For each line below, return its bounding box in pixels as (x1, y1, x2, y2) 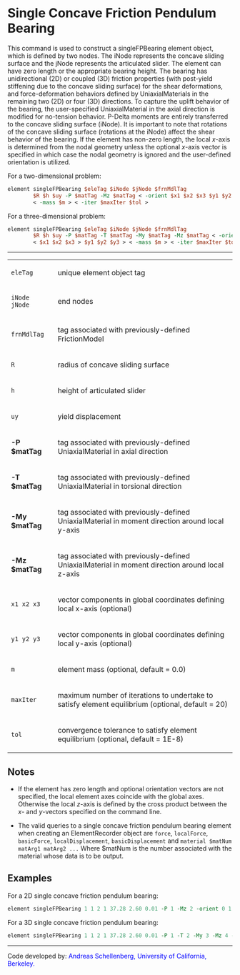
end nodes (57, 297, 94, 307)
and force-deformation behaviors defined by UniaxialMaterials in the (7, 89, 209, 98)
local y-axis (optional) (57, 638, 132, 648)
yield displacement (57, 412, 121, 422)
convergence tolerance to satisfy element (57, 726, 198, 736)
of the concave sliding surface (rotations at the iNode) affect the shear (7, 127, 215, 136)
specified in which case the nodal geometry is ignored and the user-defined (7, 150, 231, 159)
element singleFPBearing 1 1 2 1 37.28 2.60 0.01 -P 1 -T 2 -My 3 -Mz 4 (7, 931, 229, 939)
